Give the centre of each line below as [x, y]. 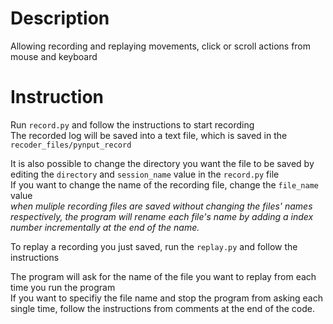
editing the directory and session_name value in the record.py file [145, 174]
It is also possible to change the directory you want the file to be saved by [162, 163]
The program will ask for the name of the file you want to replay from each [163, 276]
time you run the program [63, 287]
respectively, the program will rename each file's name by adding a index [162, 216]
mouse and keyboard [54, 56]
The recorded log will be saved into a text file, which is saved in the [149, 135]
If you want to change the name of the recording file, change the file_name [164, 184]
